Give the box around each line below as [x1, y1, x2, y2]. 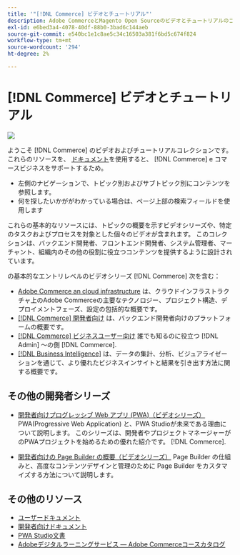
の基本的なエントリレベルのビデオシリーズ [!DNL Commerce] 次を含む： [7, 271, 221, 280]
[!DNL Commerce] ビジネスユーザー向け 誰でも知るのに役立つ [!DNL [17, 331, 219, 340]
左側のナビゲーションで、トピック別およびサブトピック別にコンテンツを [17, 179, 231, 187]
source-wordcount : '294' [7, 44, 81, 51]
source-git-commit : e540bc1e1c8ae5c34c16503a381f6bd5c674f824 [7, 30, 196, 38]
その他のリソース [7, 494, 82, 506]
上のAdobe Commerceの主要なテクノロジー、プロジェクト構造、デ [30, 296, 228, 304]
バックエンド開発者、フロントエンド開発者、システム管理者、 [38, 239, 220, 247]
